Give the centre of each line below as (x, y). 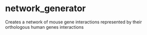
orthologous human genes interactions (44, 27)
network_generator (46, 9)
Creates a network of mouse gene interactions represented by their (73, 22)
